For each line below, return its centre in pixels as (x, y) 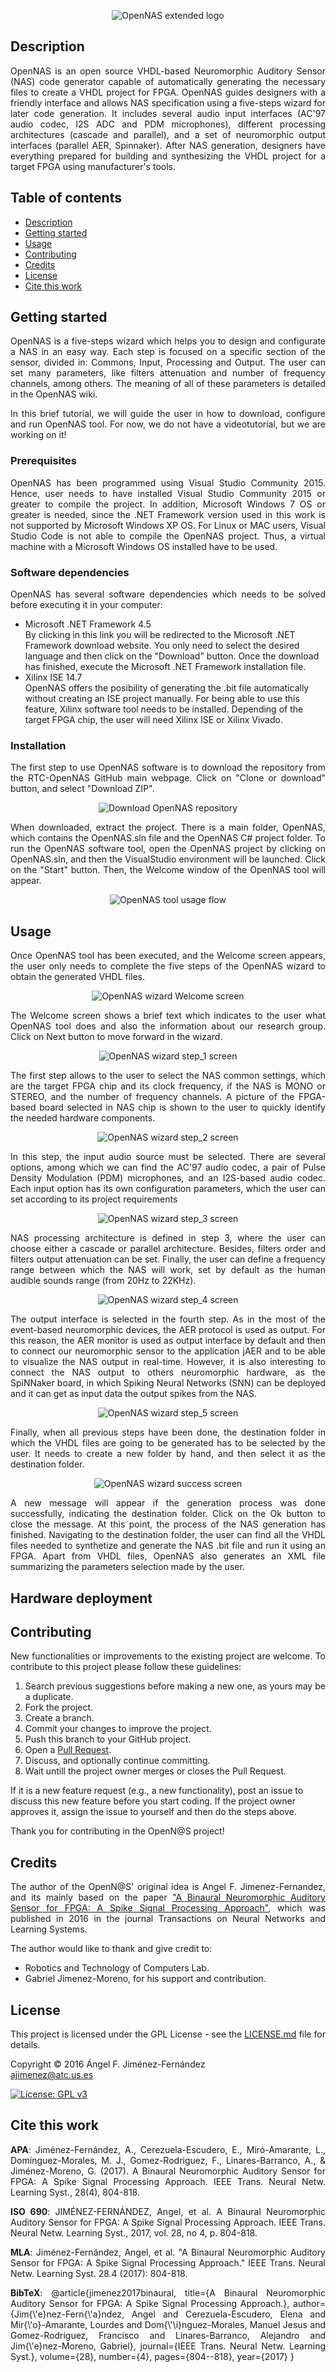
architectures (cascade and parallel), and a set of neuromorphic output (168, 134)
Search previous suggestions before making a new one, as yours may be (175, 1686)
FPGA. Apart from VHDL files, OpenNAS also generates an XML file (168, 1556)
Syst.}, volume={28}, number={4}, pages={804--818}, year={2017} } (152, 2356)
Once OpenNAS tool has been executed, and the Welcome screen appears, (168, 956)
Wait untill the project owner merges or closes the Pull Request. (155, 1771)
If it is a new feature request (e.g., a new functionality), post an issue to (157, 1791)
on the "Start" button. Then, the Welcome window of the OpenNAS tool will (168, 870)
